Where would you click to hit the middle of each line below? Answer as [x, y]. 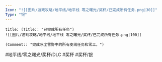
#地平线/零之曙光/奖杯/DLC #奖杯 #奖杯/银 [49, 54]
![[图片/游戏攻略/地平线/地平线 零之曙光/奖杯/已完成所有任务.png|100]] [73, 35]
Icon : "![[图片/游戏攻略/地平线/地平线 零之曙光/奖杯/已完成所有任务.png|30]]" [81, 10]
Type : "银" [16, 15]
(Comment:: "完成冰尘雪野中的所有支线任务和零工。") [55, 44]
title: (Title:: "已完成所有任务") [40, 29]
